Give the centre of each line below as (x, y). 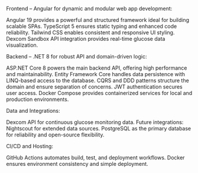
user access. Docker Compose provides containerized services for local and (99, 93)
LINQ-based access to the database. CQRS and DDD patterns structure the (98, 80)
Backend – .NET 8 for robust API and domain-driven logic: (77, 56)
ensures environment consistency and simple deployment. (77, 164)
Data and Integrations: (33, 111)
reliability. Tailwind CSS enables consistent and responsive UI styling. (90, 32)
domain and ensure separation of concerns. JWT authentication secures (95, 87)
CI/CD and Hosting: (30, 146)
